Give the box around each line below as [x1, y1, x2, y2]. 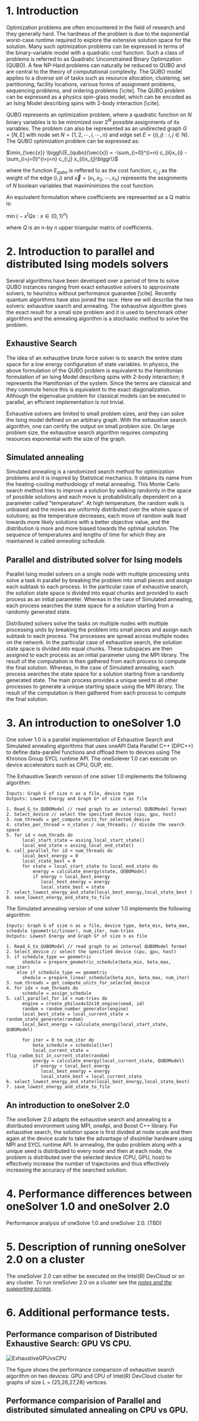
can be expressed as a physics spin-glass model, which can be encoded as [6, 93, 192, 100]
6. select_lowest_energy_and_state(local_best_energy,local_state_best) [6, 1079, 190, 1085]
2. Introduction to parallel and [6, 245, 155, 258]
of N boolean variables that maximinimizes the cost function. [6, 182, 154, 190]
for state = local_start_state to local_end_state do [21, 863, 159, 870]
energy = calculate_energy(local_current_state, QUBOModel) [32, 1058, 185, 1064]
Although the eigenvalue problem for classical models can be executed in [6, 392, 186, 399]
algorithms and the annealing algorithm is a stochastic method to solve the [6, 315, 189, 322]
